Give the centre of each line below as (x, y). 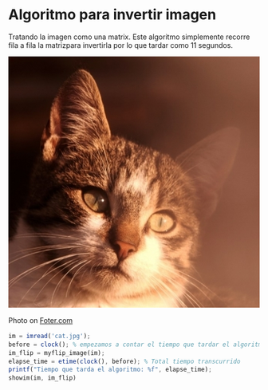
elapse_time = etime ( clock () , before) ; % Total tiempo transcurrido (124, 361)
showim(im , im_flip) (43, 378)
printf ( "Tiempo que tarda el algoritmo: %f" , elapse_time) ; (110, 370)
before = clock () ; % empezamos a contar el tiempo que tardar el (119, 345)
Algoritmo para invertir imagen (112, 15)
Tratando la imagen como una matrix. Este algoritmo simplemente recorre (129, 37)
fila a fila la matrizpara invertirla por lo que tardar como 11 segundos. (121, 45)
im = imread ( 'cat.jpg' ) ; (49, 336)
